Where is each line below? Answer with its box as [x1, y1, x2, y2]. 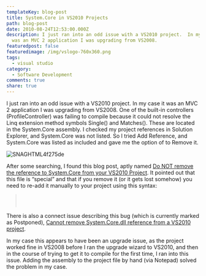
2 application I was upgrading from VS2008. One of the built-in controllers [6, 106, 194, 113]
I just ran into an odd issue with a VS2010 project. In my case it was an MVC [6, 100, 198, 107]
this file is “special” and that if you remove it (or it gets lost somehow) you [6, 176, 193, 182]
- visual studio [12, 60, 53, 66]
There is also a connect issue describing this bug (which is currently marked [6, 212, 199, 219]
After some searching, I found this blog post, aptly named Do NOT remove [6, 163, 194, 170]
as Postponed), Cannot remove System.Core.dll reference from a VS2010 [6, 218, 191, 226]
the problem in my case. [6, 263, 67, 270]
